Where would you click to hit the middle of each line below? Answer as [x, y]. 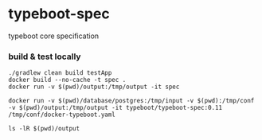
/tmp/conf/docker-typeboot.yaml [62, 115]
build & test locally [45, 56]
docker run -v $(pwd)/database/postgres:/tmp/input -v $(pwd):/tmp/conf [131, 101]
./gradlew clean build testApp [60, 73]
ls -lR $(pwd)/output [44, 129]
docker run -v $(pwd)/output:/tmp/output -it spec [94, 87]
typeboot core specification [54, 36]
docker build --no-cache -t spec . [67, 80]
